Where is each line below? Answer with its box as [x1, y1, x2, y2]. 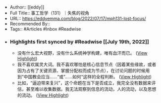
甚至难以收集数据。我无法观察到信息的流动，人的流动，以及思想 [26, 86, 157, 92]
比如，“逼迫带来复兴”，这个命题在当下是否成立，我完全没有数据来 [17, 80, 152, 86]
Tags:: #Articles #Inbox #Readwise [9, 26, 81, 32]
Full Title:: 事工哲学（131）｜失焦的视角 [9, 10, 90, 16]
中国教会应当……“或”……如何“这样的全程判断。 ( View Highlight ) [23, 74, 152, 80]
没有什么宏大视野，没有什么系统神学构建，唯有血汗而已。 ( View [17, 50, 148, 56]
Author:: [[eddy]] [9, 4, 45, 10]
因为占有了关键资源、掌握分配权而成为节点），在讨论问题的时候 [17, 68, 146, 73]
